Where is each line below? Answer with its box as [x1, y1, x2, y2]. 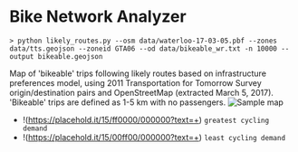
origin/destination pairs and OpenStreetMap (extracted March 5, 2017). [9, 87, 274, 98]
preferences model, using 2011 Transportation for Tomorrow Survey [9, 77, 263, 88]
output [9, 52, 34, 61]
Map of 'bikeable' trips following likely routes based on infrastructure [9, 68, 267, 79]
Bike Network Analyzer [9, 6, 187, 27]
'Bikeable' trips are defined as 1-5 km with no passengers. [9, 97, 226, 108]
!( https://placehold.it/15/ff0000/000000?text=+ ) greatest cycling [22, 114, 270, 125]
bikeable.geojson [37, 52, 103, 61]
